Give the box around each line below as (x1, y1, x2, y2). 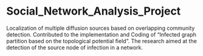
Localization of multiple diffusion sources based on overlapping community (6, 24, 195, 32)
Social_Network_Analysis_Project (6, 4, 181, 18)
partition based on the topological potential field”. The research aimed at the (6, 37, 198, 44)
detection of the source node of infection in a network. (6, 44, 143, 51)
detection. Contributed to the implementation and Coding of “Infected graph (6, 30, 196, 38)
